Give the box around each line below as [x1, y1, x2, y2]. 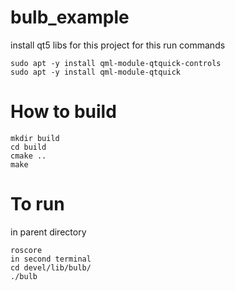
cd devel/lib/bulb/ [10, 262, 92, 273]
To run [10, 193, 65, 216]
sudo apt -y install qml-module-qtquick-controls [10, 58, 222, 68]
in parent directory [10, 226, 87, 238]
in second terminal [10, 254, 92, 264]
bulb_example [10, 6, 130, 29]
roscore [10, 245, 43, 255]
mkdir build [10, 133, 60, 143]
